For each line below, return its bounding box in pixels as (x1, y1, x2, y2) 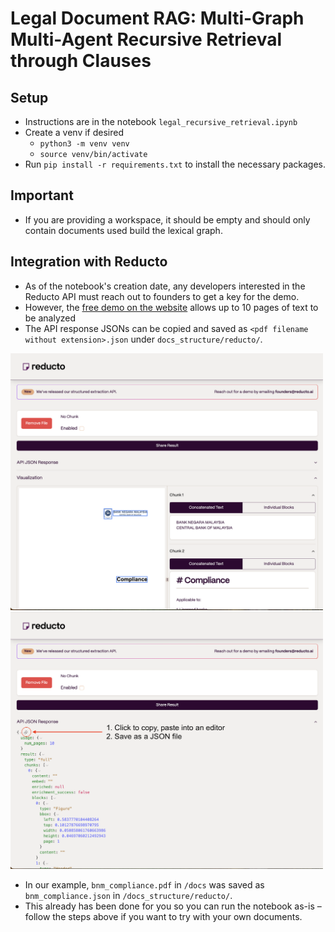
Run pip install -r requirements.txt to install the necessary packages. (24, 158, 326, 170)
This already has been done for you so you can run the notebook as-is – (24, 900, 322, 912)
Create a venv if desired (24, 127, 124, 138)
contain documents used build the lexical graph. (24, 224, 223, 236)
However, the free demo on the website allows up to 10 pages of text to (24, 301, 319, 313)
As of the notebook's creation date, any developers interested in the (24, 280, 306, 292)
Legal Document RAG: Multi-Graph (10, 7, 305, 30)
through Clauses (10, 50, 152, 72)
